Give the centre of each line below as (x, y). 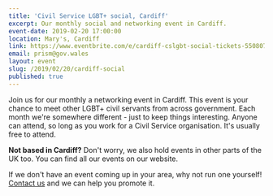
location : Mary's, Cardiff (54, 39)
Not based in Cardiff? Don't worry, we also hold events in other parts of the (135, 150)
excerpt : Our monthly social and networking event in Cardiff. (118, 24)
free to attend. (32, 134)
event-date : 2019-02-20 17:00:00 (65, 31)
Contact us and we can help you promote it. (82, 183)
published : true (36, 76)
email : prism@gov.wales (49, 54)
